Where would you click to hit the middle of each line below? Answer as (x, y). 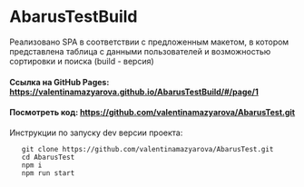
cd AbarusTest (48, 157)
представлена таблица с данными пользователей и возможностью (140, 51)
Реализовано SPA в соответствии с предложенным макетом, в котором (149, 42)
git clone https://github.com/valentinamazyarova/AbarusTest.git (147, 149)
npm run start (48, 173)
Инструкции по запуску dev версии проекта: (96, 133)
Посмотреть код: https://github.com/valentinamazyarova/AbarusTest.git (152, 113)
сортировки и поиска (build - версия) (82, 61)
